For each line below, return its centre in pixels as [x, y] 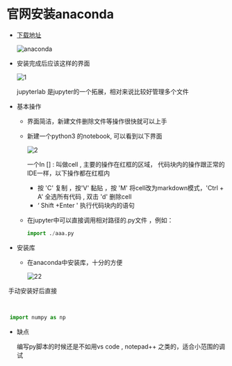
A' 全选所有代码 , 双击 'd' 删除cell [84, 197]
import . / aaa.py [50, 233]
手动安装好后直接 [32, 291]
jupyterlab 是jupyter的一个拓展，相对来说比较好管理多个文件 [102, 91]
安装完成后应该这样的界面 [53, 63]
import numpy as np [38, 317]
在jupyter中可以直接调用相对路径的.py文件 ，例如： [100, 220]
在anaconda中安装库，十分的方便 [75, 262]
